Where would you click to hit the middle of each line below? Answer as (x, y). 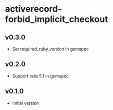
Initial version (25, 103)
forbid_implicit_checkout (56, 19)
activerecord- (34, 9)
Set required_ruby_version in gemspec (50, 49)
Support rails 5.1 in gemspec (40, 76)
